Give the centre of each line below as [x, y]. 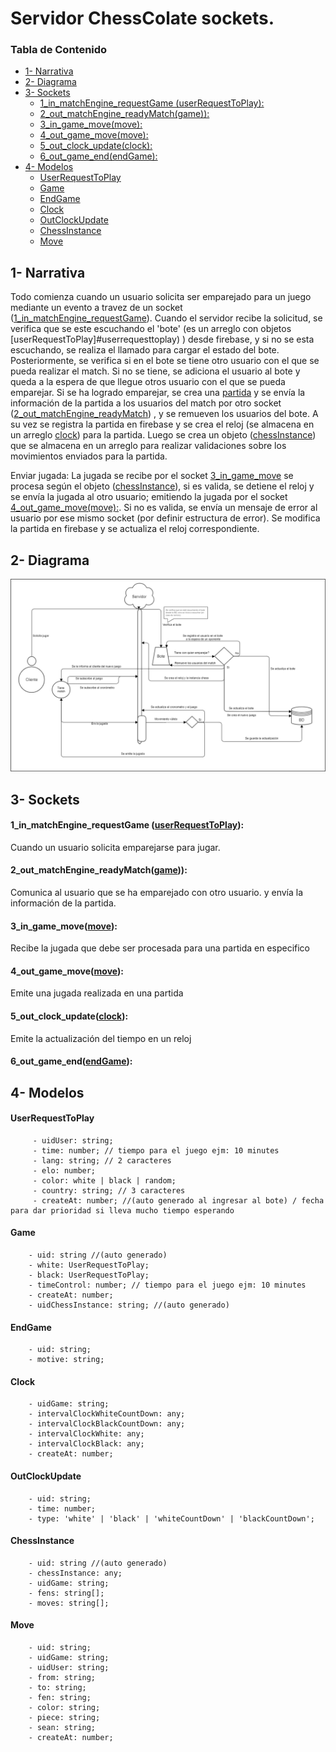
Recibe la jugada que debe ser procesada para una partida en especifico [160, 948]
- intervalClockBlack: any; [86, 1444]
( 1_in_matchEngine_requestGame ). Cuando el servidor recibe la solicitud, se [166, 318]
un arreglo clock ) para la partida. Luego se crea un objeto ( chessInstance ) [163, 435]
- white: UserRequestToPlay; [89, 1265]
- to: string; [57, 1688]
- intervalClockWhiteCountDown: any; [107, 1414]
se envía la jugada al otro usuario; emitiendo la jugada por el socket [149, 497]
